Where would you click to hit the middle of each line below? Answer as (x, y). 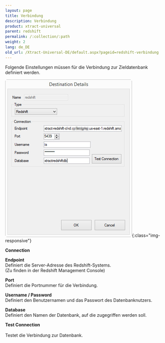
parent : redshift (23, 32)
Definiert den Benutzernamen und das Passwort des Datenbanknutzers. (79, 300)
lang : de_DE (17, 47)
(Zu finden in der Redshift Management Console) (55, 270)
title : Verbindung (24, 16)
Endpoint (15, 260)
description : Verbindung (31, 21)
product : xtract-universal (33, 26)
